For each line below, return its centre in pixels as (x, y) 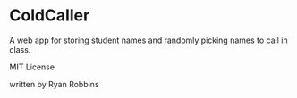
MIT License (32, 67)
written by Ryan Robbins (55, 84)
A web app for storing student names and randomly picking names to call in (148, 40)
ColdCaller (50, 16)
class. (20, 49)
